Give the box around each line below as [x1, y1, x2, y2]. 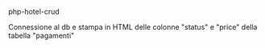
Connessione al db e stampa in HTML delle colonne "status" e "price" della [8, 22, 258, 31]
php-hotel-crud [8, 7, 60, 16]
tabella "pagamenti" [8, 31, 75, 40]
